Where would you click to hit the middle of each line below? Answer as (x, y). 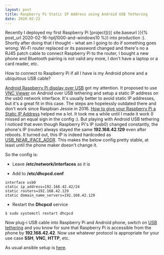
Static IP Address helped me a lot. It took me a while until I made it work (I (79, 114)
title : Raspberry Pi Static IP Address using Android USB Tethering (76, 14)
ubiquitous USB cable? (28, 78)
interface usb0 (21, 183)
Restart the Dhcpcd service (40, 205)
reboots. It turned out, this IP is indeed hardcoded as (58, 135)
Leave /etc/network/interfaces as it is (51, 164)
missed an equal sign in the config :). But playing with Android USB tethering (82, 119)
